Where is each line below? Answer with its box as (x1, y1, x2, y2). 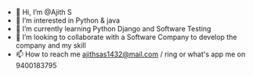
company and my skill (15, 41, 86, 50)
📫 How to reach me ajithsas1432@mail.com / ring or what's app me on (15, 49, 246, 59)
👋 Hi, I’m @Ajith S (15, 8, 72, 16)
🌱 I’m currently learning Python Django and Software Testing (15, 24, 211, 33)
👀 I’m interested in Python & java (15, 16, 120, 25)
